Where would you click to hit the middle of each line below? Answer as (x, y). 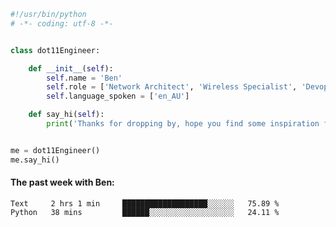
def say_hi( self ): (66, 115)
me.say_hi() (35, 160)
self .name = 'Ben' (84, 78)
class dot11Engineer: (55, 50)
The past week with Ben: (62, 182)
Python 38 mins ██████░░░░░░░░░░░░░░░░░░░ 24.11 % (145, 212)
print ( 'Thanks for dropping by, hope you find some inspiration (183, 124)
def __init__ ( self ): (71, 68)
